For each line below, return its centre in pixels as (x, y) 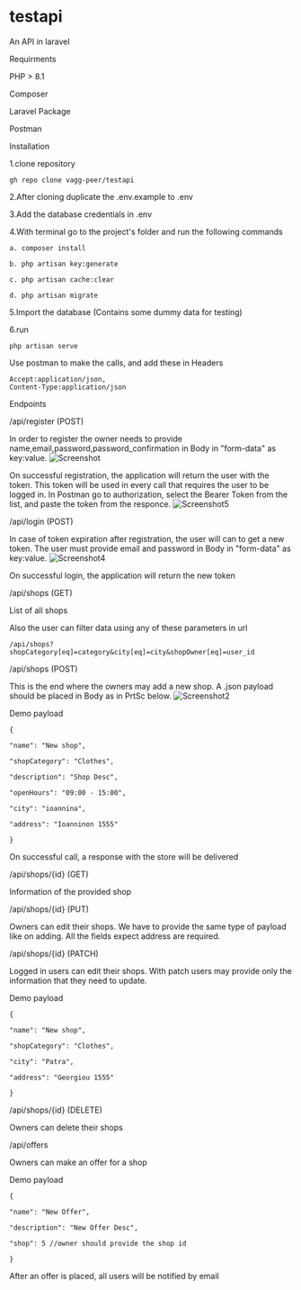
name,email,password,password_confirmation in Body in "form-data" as (143, 448)
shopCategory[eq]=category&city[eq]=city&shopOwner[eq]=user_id (132, 652)
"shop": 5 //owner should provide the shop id (98, 1243)
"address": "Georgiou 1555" (62, 1078)
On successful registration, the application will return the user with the (139, 475)
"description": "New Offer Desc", (74, 1227)
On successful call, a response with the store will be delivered (124, 856)
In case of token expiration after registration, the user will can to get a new (147, 538)
